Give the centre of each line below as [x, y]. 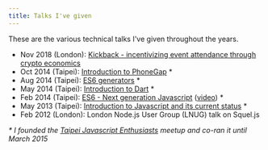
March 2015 [28, 139]
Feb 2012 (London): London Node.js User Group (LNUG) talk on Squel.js [140, 115]
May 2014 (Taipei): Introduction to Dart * [87, 89]
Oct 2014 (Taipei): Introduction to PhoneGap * [96, 71]
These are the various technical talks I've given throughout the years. [124, 39]
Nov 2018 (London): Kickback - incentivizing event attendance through [138, 54]
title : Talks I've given [50, 16]
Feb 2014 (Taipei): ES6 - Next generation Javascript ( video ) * [121, 97]
